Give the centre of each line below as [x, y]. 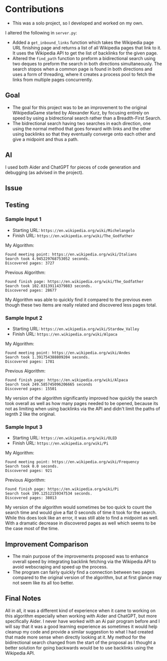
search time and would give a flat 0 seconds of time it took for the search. [81, 512]
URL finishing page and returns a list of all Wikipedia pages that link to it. [87, 47]
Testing [17, 205]
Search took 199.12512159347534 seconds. [49, 493]
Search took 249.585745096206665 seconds [49, 384]
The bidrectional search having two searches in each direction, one [82, 123]
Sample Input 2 [24, 317]
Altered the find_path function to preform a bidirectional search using [84, 58]
